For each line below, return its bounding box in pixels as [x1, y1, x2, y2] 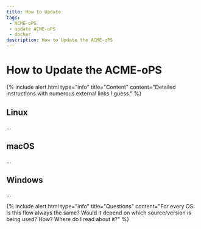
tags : [6, 15, 20, 21]
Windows [6, 174, 43, 185]
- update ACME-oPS [9, 26, 56, 32]
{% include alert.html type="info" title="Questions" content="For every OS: [6, 203, 195, 210]
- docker [9, 32, 32, 38]
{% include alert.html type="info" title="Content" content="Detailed [6, 83, 176, 91]
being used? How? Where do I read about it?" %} [6, 216, 130, 223]
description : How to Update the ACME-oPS [6, 37, 113, 43]
